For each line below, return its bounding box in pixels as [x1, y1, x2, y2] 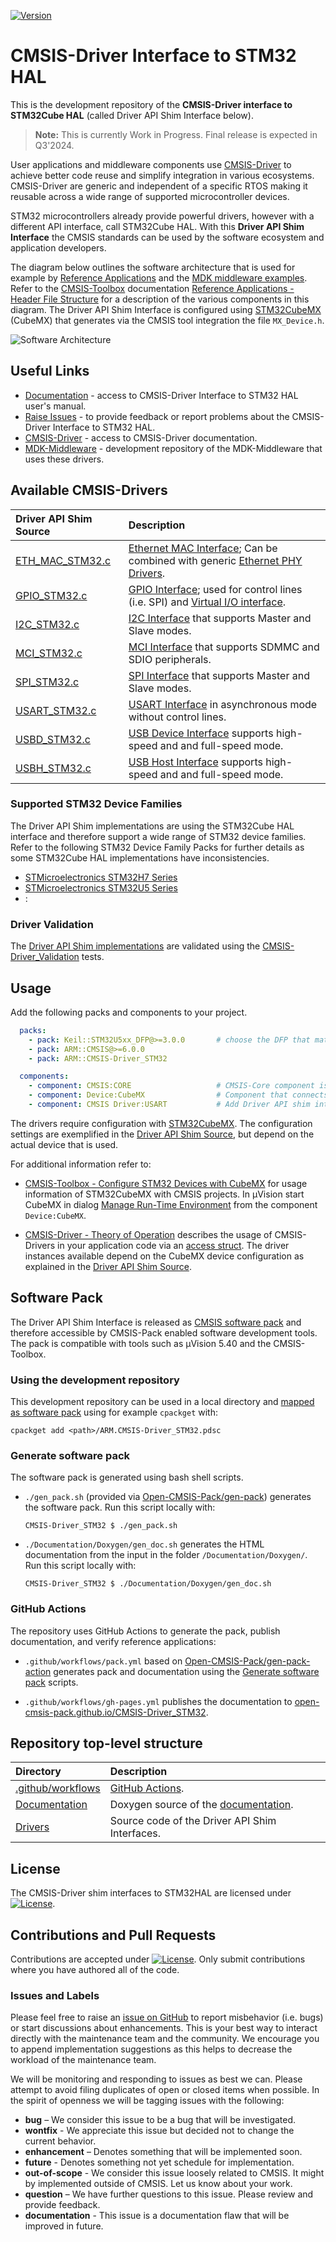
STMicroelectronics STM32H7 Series [24, 871, 178, 883]
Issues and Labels [10, 1989, 100, 2003]
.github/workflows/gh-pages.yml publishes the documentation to [24, 1695, 293, 1707]
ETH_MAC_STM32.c [15, 553, 112, 567]
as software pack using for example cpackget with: [10, 1406, 218, 1419]
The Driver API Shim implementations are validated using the [10, 940, 261, 952]
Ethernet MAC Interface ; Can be [128, 541, 278, 555]
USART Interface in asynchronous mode [128, 697, 318, 711]
